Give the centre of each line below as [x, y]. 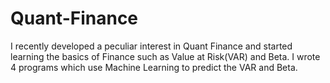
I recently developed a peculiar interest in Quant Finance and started [151, 46]
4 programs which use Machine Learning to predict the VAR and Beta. [154, 67]
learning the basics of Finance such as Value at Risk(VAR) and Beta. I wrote [165, 56]
